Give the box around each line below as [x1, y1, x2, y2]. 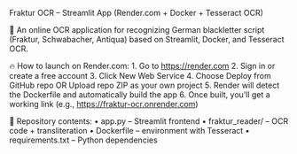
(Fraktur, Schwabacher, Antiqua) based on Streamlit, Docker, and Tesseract [9, 35, 285, 44]
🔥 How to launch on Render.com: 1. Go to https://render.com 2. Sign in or [9, 61, 276, 71]
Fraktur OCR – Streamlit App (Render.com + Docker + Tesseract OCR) [9, 8, 264, 18]
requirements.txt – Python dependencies [9, 135, 158, 145]
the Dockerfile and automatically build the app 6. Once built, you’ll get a [9, 89, 270, 100]
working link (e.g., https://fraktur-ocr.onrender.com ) [9, 99, 199, 109]
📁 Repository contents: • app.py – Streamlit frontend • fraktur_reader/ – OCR [9, 116, 289, 127]
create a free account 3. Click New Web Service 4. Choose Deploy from [9, 71, 272, 81]
